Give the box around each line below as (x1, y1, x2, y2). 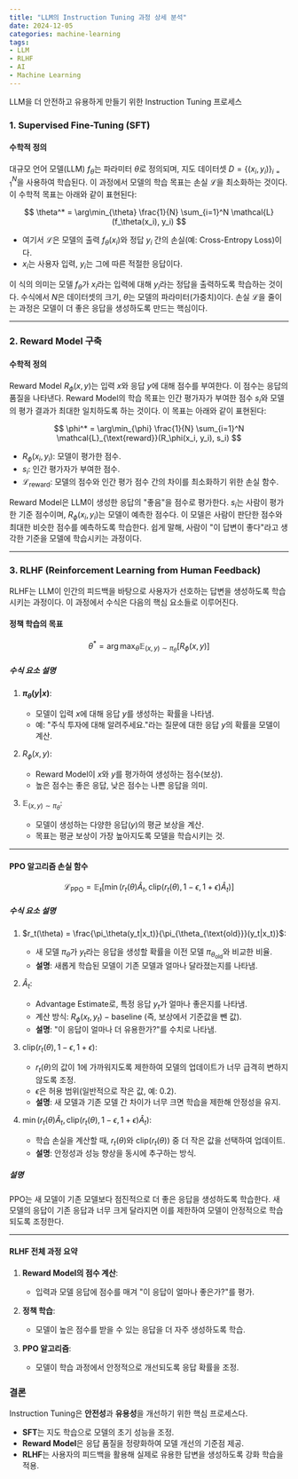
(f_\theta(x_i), (112, 217, 160, 227)
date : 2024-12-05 (9, 21, 74, 30)
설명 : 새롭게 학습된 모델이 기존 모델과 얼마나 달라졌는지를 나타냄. (35, 961, 258, 971)
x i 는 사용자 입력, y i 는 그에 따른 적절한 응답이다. (21, 258, 184, 271)
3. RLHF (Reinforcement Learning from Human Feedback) (9, 565, 262, 577)
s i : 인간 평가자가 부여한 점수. (21, 463, 121, 476)
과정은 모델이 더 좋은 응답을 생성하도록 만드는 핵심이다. (18, 303, 208, 313)
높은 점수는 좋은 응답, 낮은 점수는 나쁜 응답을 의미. (35, 780, 208, 791)
